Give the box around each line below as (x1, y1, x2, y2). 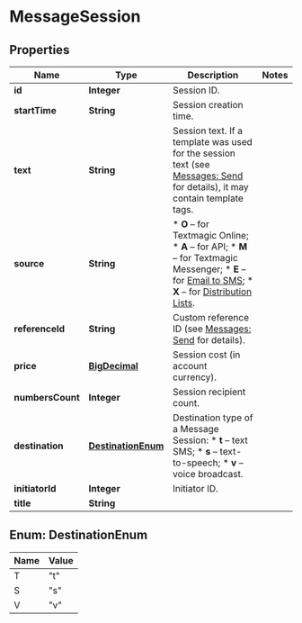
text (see (172, 158, 210, 170)
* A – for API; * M (172, 240, 248, 253)
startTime (13, 104, 57, 116)
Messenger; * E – (172, 263, 246, 275)
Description (187, 69, 239, 81)
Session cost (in (172, 348, 241, 361)
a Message (172, 423, 219, 435)
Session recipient (172, 385, 246, 398)
